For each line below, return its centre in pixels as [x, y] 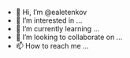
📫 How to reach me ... [52, 46]
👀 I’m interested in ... [49, 20]
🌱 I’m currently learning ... [58, 29]
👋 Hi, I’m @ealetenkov [51, 12]
